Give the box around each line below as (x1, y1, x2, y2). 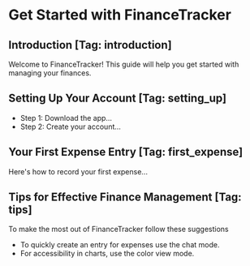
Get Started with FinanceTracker (8, 6, 231, 24)
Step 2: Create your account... (19, 122, 122, 131)
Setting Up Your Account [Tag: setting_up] (8, 92, 227, 105)
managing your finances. (8, 68, 92, 78)
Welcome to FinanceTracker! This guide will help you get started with (8, 59, 239, 69)
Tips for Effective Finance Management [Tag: (8, 191, 242, 204)
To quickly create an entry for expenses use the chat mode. (19, 240, 220, 250)
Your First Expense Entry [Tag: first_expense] (8, 145, 244, 159)
